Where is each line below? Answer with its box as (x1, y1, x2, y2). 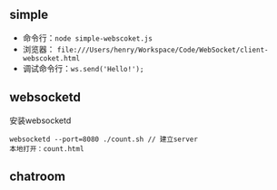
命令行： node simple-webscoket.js (22, 32, 153, 43)
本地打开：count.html (9, 144, 84, 153)
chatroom (9, 169, 66, 185)
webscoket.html (22, 53, 81, 62)
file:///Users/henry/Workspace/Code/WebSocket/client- (56, 45, 269, 54)
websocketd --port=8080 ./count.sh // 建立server (9, 135, 198, 144)
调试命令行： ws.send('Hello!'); (22, 62, 144, 73)
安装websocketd (9, 115, 72, 126)
